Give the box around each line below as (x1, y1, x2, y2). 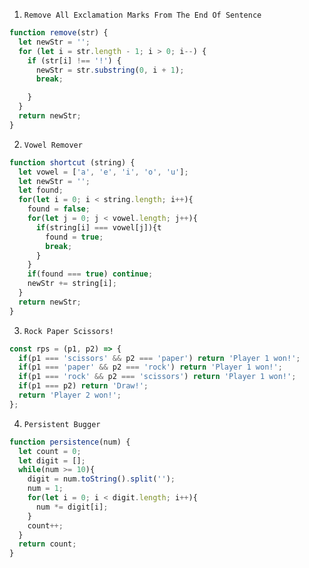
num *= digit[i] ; (35, 502, 109, 512)
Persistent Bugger (23, 419, 101, 429)
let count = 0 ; (18, 446, 82, 456)
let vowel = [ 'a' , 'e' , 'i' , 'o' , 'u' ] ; (18, 167, 189, 177)
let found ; (18, 185, 64, 196)
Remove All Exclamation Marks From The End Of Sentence (23, 10, 262, 20)
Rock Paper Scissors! (23, 326, 114, 336)
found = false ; (27, 204, 91, 214)
